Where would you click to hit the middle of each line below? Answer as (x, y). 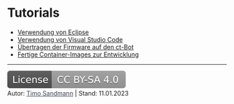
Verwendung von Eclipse (53, 32)
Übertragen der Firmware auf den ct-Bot (75, 47)
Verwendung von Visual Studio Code (70, 39)
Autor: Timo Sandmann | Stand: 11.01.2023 (68, 93)
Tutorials (33, 13)
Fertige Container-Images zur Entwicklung (78, 54)
